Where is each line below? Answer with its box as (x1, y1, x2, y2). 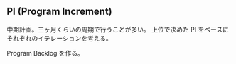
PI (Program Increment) (6, 6, 113, 18)
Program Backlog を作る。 (6, 49, 85, 57)
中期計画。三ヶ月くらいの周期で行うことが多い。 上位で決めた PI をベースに (6, 25, 229, 34)
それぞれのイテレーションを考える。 (6, 34, 113, 42)
